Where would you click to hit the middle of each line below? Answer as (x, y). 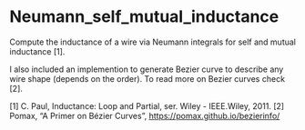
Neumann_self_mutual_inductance (144, 17)
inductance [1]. (37, 51)
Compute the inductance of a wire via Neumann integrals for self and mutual (153, 42)
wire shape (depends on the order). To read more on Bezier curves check (147, 78)
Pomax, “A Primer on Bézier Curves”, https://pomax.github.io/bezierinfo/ (145, 115)
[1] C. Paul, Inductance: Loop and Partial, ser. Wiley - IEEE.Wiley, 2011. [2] (147, 105)
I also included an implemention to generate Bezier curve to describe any (147, 69)
